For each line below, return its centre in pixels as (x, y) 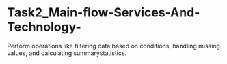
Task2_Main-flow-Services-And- (104, 13)
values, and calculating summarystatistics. (67, 53)
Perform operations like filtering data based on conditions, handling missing (114, 46)
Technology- (44, 27)
